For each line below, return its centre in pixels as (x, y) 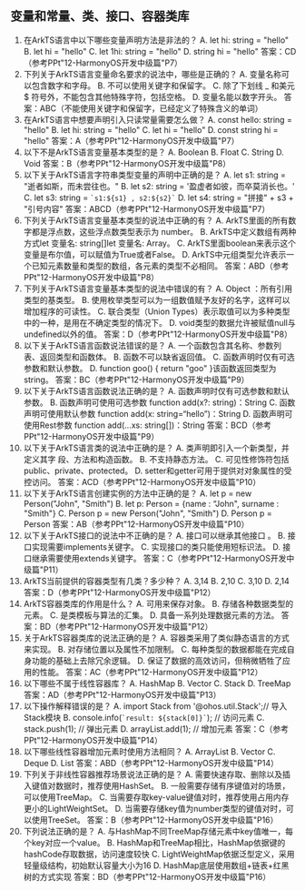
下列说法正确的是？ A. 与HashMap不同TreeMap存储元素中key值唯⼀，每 (158, 831)
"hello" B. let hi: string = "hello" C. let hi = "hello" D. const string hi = (151, 129)
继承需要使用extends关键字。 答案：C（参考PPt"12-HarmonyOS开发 (159, 558)
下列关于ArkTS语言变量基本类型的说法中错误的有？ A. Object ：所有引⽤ (158, 289)
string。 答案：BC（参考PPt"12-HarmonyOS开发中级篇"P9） (136, 380)
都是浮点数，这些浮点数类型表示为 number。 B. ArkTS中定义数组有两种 (164, 231)
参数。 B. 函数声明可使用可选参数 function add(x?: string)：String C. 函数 (159, 402)
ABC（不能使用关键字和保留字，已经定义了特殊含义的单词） (151, 108)
